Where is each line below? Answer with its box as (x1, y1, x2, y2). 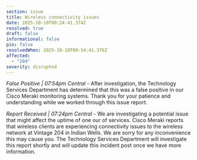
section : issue (6, 8, 44, 15)
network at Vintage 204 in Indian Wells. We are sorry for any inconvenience (6, 129, 191, 136)
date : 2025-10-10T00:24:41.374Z (6, 20, 86, 25)
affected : (6, 53, 31, 59)
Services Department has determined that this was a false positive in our (6, 87, 184, 94)
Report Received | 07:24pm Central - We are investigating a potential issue (6, 110, 189, 117)
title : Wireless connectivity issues (6, 14, 100, 20)
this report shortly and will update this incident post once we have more (6, 142, 182, 149)
